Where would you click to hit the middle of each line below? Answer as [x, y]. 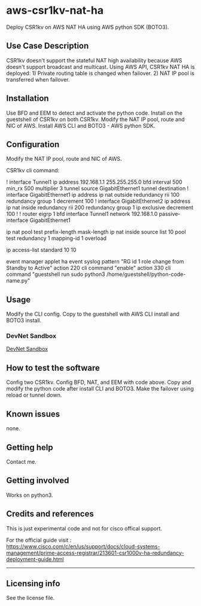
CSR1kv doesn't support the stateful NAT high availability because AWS [94, 60]
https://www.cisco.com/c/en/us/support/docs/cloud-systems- [83, 546]
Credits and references [50, 514]
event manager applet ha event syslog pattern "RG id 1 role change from [95, 262]
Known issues [33, 414]
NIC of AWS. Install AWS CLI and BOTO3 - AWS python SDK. [81, 125]
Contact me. [22, 461]
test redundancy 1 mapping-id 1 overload [56, 238]
